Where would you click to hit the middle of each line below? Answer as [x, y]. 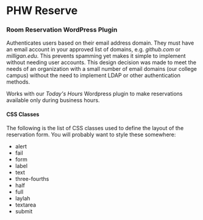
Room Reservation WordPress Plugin [62, 30]
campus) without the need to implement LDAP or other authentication [94, 75]
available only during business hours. [53, 100]
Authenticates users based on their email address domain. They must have [100, 43]
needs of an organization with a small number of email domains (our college [101, 69]
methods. [18, 82]
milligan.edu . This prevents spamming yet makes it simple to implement [96, 56]
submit [24, 211]
